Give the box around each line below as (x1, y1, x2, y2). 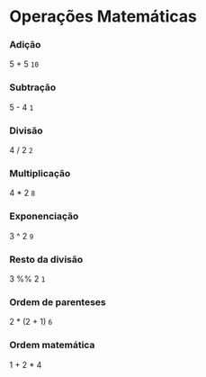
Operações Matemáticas (9, 6, 198, 27)
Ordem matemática (9, 339, 95, 352)
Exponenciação (9, 210, 79, 222)
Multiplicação (9, 167, 71, 179)
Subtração (9, 81, 57, 94)
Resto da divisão (9, 253, 84, 265)
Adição (9, 39, 41, 51)
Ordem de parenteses (9, 295, 106, 308)
